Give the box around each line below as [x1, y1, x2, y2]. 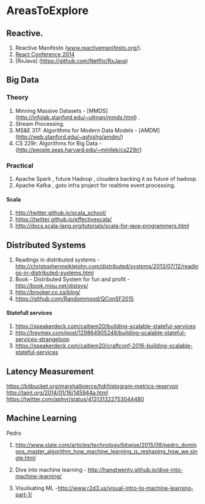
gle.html [15, 454, 36, 461]
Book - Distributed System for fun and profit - [15, 276, 130, 283]
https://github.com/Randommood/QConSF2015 [15, 295, 134, 302]
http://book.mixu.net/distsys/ [15, 282, 88, 289]
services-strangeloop [15, 335, 70, 343]
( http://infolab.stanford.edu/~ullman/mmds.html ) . [15, 114, 140, 121]
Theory [6, 93, 29, 101]
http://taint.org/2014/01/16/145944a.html [6, 389, 109, 396]
